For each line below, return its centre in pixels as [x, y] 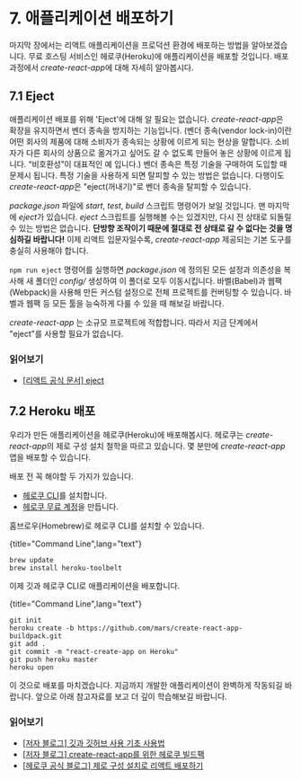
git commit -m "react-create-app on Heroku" [94, 651]
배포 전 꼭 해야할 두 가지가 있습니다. [71, 476]
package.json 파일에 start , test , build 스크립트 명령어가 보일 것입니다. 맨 [137, 205]
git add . [28, 643]
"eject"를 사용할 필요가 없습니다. [66, 333]
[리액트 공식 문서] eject [63, 381]
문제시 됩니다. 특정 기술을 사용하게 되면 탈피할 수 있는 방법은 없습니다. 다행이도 [147, 175]
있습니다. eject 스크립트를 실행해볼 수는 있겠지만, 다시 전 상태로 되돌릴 [169, 217]
